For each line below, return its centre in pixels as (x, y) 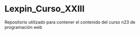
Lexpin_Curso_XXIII (45, 9)
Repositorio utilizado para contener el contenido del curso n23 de (70, 22)
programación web (23, 27)
